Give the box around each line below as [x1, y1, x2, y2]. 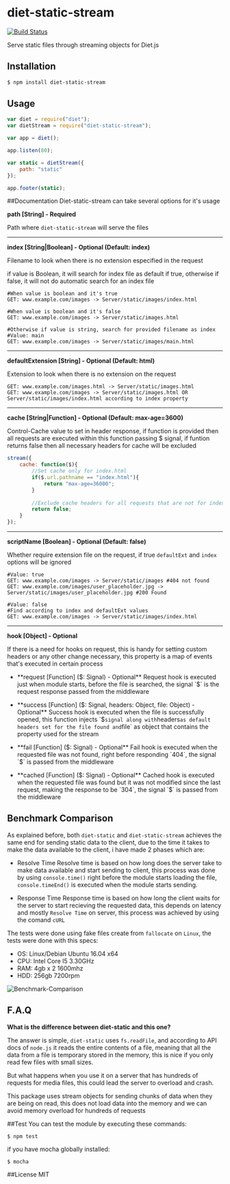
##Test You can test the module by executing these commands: [7, 1120, 187, 1128]
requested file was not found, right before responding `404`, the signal [16, 751, 217, 759]
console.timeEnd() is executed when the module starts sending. [16, 880, 198, 889]
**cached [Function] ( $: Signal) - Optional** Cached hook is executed [16, 771, 215, 780]
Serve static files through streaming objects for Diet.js [7, 40, 159, 49]
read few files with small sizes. [7, 1058, 94, 1066]
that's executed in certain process [7, 660, 103, 668]
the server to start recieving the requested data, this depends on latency [16, 901, 222, 909]
